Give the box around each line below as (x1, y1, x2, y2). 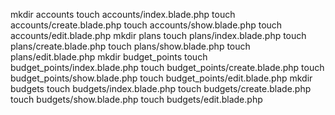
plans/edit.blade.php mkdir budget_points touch (10, 51, 208, 63)
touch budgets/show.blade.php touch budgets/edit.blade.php (10, 94, 263, 105)
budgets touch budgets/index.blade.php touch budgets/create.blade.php (10, 83, 312, 94)
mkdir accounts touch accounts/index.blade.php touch (10, 9, 236, 20)
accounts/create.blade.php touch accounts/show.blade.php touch (10, 19, 283, 31)
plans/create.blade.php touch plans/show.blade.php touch (10, 40, 251, 52)
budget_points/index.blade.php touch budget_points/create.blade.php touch (10, 62, 325, 73)
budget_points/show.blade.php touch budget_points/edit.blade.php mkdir (10, 72, 313, 84)
